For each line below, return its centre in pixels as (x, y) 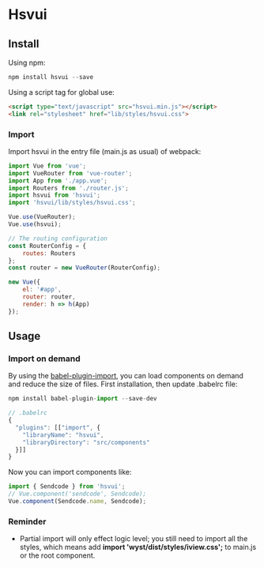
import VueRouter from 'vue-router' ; (70, 173)
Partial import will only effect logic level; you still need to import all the (134, 539)
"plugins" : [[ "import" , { (58, 427)
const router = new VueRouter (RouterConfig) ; (84, 268)
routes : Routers (49, 253)
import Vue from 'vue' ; (47, 166)
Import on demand (44, 359)
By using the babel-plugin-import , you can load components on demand (126, 376)
